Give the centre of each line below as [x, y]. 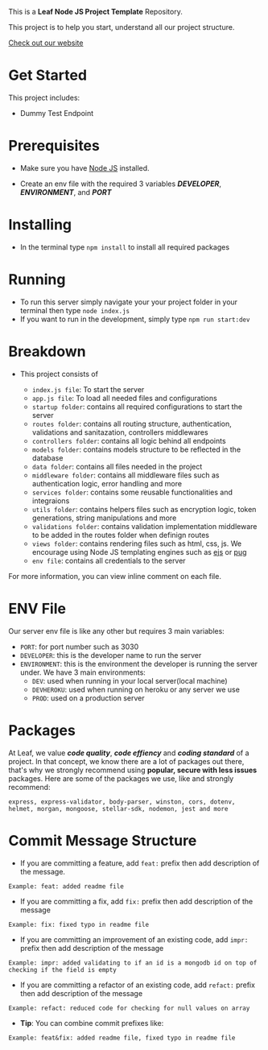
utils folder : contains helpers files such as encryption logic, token [144, 509]
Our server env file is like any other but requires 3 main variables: [117, 630]
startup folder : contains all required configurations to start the [137, 407]
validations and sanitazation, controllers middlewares [120, 432]
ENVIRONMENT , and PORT [66, 192]
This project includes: [44, 97]
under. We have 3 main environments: [83, 672]
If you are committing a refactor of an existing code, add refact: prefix [138, 985]
